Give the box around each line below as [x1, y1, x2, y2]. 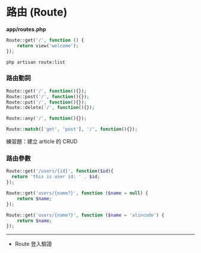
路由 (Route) [6, 5, 68, 19]
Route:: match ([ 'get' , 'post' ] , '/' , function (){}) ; [6, 126, 138, 132]
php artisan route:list [6, 59, 66, 65]
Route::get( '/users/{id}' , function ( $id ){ [6, 168, 114, 174]
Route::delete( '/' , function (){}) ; [6, 105, 95, 111]
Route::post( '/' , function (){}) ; [6, 93, 90, 99]
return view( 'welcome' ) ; [17, 42, 79, 48]
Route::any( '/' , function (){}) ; [6, 115, 87, 121]
